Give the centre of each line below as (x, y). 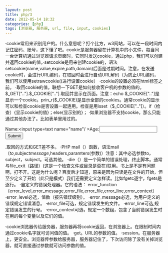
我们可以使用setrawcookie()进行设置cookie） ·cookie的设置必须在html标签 (82, 81)
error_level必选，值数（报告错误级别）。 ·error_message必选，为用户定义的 (83, 197)
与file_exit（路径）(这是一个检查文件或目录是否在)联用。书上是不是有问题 (80, 166)
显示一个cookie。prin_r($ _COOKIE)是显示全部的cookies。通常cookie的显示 (82, 100)
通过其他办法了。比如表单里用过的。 (42, 119)
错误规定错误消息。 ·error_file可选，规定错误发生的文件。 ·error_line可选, (80, 203)
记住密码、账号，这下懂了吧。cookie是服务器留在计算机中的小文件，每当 (80, 50)
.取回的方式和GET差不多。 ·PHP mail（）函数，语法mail (62, 147)
